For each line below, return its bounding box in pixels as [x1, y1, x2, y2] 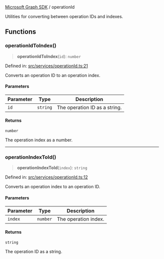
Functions [5, 28, 37, 36]
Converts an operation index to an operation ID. [5, 184, 101, 190]
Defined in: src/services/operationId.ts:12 [5, 174, 88, 180]
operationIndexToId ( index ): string [17, 165, 88, 171]
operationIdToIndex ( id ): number [17, 53, 82, 59]
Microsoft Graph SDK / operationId [5, 4, 75, 10]
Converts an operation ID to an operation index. [5, 72, 101, 78]
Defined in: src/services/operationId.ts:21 [5, 63, 88, 69]
